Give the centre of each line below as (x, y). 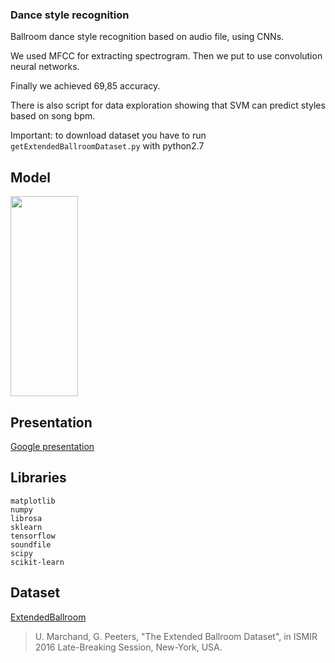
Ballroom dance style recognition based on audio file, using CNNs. (147, 37)
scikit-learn (37, 562)
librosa (26, 518)
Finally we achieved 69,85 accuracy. (85, 86)
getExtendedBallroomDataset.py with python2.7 (107, 146)
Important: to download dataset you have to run (108, 135)
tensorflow (33, 536)
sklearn (26, 527)
